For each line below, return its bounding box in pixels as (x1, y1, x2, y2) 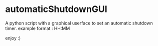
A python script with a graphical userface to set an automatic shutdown (5, 20, 153, 26)
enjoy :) (5, 35, 21, 41)
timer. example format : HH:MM (5, 25, 70, 31)
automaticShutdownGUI (5, 3, 108, 15)
